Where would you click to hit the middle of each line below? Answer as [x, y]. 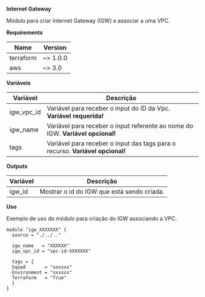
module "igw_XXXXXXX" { [37, 230]
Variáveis [19, 83]
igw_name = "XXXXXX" [41, 246]
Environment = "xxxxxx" [42, 273]
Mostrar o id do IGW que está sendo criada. [102, 192]
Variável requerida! [75, 116]
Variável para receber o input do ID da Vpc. [108, 108]
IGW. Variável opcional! [81, 134]
